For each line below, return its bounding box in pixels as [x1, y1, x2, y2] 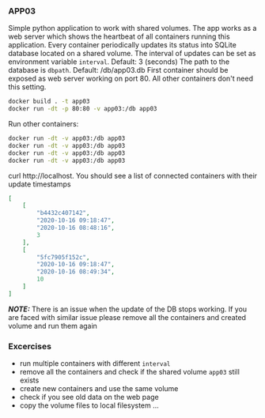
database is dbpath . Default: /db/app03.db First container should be [8, 66, 229, 75]
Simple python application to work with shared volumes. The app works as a [8, 24, 257, 33]
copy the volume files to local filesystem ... [19, 401, 160, 410]
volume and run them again [8, 321, 97, 330]
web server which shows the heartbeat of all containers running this [8, 32, 231, 41]
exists [19, 375, 40, 385]
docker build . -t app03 [8, 97, 90, 106]
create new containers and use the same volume [19, 384, 179, 394]
